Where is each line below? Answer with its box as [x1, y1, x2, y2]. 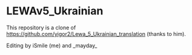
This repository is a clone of [6, 24, 76, 31]
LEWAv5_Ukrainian [6, 4, 104, 18]
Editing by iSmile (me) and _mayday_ [6, 42, 98, 49]
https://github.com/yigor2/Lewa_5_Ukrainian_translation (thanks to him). [6, 30, 187, 37]
